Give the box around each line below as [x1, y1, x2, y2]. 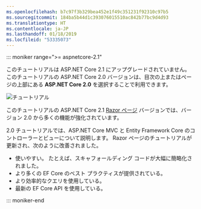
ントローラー [6, 134, 38, 142]
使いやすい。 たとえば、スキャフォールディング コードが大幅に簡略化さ [14, 155, 193, 161]
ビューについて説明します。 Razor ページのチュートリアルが [43, 134, 192, 142]
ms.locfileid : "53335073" [6, 37, 71, 43]
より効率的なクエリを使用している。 [14, 177, 106, 184]
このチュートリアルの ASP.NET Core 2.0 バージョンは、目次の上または [6, 73, 182, 80]
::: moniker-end [6, 197, 45, 204]
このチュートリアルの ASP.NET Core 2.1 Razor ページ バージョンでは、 [6, 107, 181, 113]
